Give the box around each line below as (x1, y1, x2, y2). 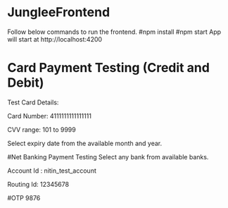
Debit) (7, 75, 44, 91)
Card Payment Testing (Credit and (7, 60, 210, 76)
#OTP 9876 (7, 193, 41, 202)
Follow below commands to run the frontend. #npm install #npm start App (7, 27, 222, 36)
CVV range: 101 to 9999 (7, 125, 76, 134)
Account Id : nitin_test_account (7, 166, 96, 175)
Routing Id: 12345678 (7, 180, 69, 188)
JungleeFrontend (7, 4, 110, 20)
